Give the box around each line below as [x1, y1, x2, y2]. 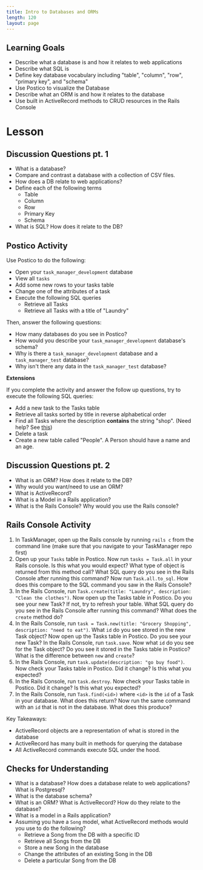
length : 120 [6, 15, 36, 21]
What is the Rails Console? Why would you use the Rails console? [15, 502, 179, 510]
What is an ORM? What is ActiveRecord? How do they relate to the [15, 799, 181, 806]
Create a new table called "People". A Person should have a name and [15, 437, 191, 443]
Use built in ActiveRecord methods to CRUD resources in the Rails [15, 98, 180, 105]
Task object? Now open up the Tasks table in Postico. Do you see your [15, 633, 191, 640]
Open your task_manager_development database [15, 268, 133, 276]
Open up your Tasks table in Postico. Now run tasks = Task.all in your [15, 555, 193, 562]
